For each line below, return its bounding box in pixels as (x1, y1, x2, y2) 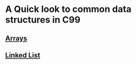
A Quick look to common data (5, 3, 131, 15)
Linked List (5, 51, 40, 59)
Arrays (5, 34, 27, 42)
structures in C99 (5, 14, 81, 25)
